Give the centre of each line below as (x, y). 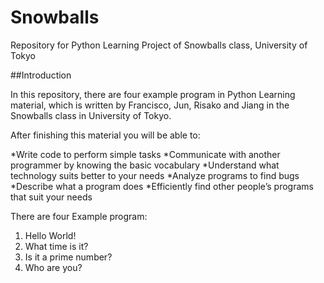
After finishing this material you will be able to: (105, 135)
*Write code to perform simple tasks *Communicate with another (145, 154)
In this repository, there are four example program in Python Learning (153, 94)
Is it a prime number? (68, 257)
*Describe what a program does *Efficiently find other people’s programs (162, 186)
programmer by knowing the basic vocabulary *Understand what (145, 165)
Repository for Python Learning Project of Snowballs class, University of (159, 45)
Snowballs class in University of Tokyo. (91, 115)
